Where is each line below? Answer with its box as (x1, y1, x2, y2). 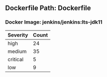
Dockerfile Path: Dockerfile (5, 4, 91, 12)
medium (7, 48, 27, 55)
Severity (7, 32, 28, 38)
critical (7, 56, 24, 63)
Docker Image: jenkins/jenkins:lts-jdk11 (5, 19, 103, 26)
